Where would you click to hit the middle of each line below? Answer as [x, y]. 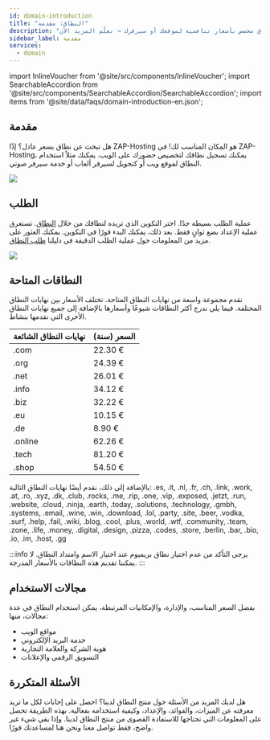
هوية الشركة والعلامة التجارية [63, 648]
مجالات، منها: [29, 616]
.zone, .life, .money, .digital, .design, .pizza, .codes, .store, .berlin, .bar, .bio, [134, 530]
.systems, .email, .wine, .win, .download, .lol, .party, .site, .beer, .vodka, [127, 513]
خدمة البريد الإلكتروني [53, 640]
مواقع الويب [39, 632]
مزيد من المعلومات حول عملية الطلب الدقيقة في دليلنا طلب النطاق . [110, 240]
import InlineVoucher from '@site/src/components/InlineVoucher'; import [129, 76]
